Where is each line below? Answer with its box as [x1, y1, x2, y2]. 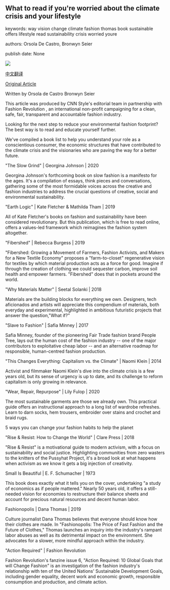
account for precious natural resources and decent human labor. [5, 496, 140, 502]
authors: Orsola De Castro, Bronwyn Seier [5, 41, 93, 47]
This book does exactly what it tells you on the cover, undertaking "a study [5, 480, 161, 486]
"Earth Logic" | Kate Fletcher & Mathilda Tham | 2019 [5, 203, 115, 210]
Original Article [5, 81, 36, 87]
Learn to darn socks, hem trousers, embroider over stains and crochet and [5, 409, 161, 415]
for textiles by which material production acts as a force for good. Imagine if [5, 260, 163, 266]
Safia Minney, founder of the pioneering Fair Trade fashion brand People [5, 332, 156, 338]
